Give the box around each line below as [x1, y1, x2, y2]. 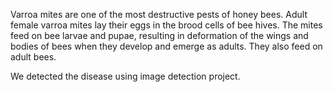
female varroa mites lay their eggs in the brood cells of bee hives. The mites [10, 19, 323, 31]
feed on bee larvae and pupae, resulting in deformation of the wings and [10, 30, 309, 41]
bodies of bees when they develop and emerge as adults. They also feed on [10, 40, 323, 52]
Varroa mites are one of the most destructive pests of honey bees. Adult [10, 9, 308, 20]
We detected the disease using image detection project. [10, 70, 241, 82]
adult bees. [10, 51, 57, 63]
